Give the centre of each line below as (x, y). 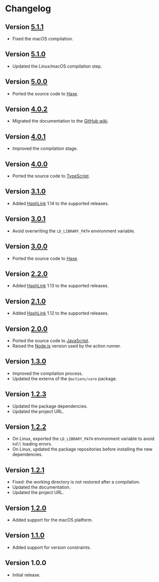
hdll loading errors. (32, 444)
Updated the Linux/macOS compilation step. (57, 66)
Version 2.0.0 (26, 329)
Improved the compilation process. (48, 373)
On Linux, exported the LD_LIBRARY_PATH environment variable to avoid (83, 439)
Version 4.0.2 (26, 109)
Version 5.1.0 (25, 54)
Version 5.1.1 (24, 27)
